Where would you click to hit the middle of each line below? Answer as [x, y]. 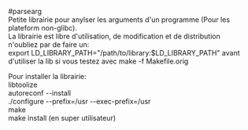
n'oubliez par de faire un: [49, 45]
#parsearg [25, 11]
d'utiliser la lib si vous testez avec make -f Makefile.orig [98, 61]
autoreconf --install [40, 93]
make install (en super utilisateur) [62, 118]
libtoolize [23, 85]
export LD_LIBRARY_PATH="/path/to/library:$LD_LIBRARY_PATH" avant [124, 53]
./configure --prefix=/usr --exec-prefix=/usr [80, 101]
